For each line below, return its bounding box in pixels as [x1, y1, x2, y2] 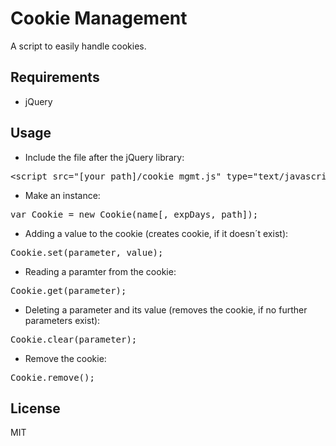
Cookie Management [10, 7, 188, 30]
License [10, 400, 61, 417]
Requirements [10, 69, 100, 86]
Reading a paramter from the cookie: [24, 265, 177, 277]
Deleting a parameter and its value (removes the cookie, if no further [24, 303, 308, 316]
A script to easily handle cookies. [10, 40, 147, 52]
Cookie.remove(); [10, 372, 95, 383]
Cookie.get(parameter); [10, 285, 127, 296]
